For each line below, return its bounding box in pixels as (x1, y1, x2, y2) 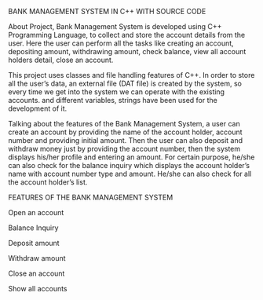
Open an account (8, 208, 64, 217)
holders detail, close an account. (8, 55, 114, 64)
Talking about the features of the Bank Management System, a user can (8, 119, 241, 128)
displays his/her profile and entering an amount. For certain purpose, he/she (8, 152, 255, 162)
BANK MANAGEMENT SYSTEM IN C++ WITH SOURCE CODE (8, 7, 206, 16)
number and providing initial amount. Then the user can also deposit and (8, 136, 243, 145)
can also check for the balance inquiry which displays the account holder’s (8, 161, 250, 170)
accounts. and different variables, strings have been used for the (8, 96, 217, 104)
